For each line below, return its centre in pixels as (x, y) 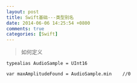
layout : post (23, 12)
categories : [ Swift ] (32, 34)
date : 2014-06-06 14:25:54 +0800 (48, 23)
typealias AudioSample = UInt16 (47, 64)
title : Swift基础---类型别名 (40, 17)
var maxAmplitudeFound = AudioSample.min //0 (68, 74)
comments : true (25, 29)
